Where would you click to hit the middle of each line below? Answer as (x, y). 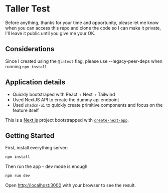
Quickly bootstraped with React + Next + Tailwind (64, 94)
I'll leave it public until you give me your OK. (50, 33)
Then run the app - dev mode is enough (46, 166)
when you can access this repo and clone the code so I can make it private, (83, 28)
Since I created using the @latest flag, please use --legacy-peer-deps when (84, 61)
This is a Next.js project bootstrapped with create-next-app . (67, 120)
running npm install (26, 66)
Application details (35, 82)
